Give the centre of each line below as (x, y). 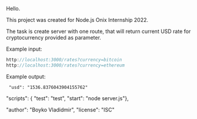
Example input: (24, 49)
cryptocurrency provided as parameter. (54, 37)
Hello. (13, 9)
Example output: (26, 77)
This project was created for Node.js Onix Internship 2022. (77, 20)
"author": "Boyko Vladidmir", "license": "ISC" (60, 110)
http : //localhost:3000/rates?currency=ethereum (66, 65)
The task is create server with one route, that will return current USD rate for (98, 31)
